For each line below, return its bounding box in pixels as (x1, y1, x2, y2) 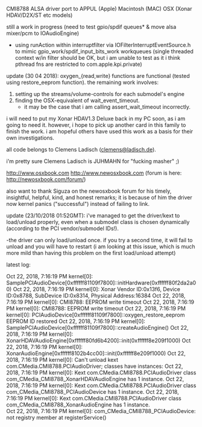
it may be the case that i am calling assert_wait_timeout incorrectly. (24, 103, 191, 111)
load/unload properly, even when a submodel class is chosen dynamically (6, 219, 190, 225)
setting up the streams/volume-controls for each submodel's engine (14, 91, 185, 97)
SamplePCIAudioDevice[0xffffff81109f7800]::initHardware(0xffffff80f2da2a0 (6, 279, 197, 286)
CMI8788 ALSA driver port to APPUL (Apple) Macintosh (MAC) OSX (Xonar (6, 5, 192, 12)
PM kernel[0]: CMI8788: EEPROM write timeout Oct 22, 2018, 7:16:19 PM (6, 305, 186, 312)
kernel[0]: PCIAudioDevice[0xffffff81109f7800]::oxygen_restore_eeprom (6, 311, 185, 318)
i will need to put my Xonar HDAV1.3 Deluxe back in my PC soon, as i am (6, 115, 186, 122)
